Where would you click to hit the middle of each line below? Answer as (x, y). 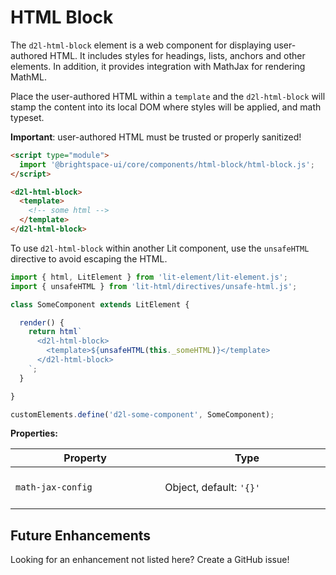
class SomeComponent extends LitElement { (100, 304)
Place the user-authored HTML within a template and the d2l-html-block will (168, 96)
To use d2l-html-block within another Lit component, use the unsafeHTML (160, 248)
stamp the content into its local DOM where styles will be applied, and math (166, 107)
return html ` (55, 332)
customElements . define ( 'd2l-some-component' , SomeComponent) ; (142, 414)
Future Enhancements (81, 535)
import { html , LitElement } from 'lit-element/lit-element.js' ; (149, 277)
